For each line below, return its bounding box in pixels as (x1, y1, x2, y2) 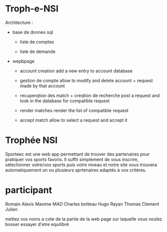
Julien (5, 206, 18, 212)
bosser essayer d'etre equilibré (5, 221, 69, 227)
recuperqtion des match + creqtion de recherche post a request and (19, 92, 160, 98)
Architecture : (5, 19, 33, 25)
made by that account (19, 83, 65, 89)
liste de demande (19, 48, 56, 54)
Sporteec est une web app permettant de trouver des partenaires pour (5, 151, 150, 157)
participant (5, 185, 52, 196)
